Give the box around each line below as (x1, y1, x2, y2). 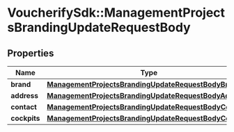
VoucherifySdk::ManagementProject (7, 5, 225, 21)
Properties (7, 47, 54, 59)
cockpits (10, 113, 40, 123)
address (10, 91, 39, 100)
